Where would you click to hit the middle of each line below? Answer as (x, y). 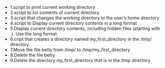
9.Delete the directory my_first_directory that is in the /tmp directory (80, 60)
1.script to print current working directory (53, 7)
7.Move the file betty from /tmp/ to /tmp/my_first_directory (70, 50)
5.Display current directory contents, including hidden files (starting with (85, 28)
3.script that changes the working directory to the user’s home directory (85, 18)
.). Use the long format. (34, 34)
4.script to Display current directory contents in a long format (73, 23)
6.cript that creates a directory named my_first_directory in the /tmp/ (81, 39)
